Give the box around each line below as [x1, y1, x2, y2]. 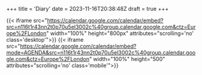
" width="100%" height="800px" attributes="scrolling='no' [46, 30, 194, 37]
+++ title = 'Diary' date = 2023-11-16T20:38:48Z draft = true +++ [6, 5, 169, 12]
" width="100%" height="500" [89, 56, 166, 62]
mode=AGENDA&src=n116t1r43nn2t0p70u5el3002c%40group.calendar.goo [6, 49, 196, 56]
